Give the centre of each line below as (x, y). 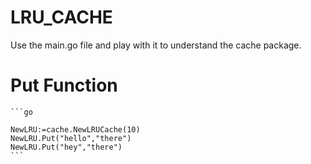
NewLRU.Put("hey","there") (66, 147)
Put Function (64, 85)
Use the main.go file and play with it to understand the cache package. (156, 45)
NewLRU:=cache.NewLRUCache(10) (75, 129)
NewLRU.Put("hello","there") (71, 138)
